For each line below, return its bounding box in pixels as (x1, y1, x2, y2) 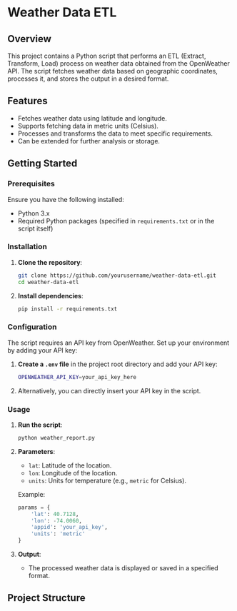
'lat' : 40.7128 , (31, 510, 79, 517)
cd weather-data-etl (17, 278, 79, 286)
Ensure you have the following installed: (7, 195, 125, 203)
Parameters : (17, 447, 56, 455)
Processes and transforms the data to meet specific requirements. (17, 129, 213, 138)
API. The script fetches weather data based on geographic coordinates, (7, 67, 218, 75)
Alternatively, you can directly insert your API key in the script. (17, 386, 201, 395)
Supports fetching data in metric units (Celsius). (17, 121, 159, 130)
